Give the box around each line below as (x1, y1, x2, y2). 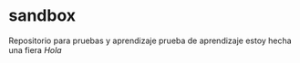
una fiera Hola (8, 44, 62, 55)
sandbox (8, 5, 77, 26)
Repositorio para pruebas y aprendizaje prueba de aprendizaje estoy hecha (8, 35, 293, 46)
